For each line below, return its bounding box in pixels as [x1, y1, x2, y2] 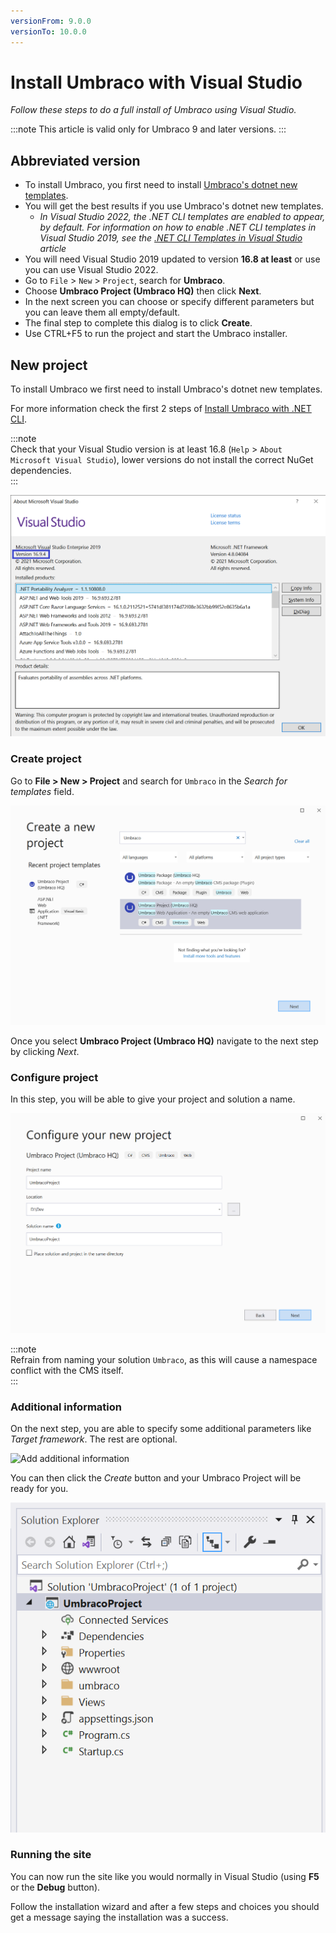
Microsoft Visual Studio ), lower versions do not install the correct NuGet [10, 454, 314, 466]
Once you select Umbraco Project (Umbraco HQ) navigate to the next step [10, 1035, 319, 1047]
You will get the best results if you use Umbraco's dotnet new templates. [24, 200, 324, 212]
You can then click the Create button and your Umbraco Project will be [10, 1472, 302, 1484]
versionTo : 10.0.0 [10, 26, 87, 37]
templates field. [10, 785, 75, 797]
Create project [10, 752, 82, 766]
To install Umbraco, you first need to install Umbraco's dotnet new [24, 179, 298, 191]
